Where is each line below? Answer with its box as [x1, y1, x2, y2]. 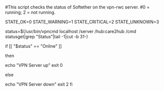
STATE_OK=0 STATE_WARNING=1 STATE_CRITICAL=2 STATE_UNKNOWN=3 [5, 19, 160, 25]
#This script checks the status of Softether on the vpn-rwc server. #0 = [5, 4, 150, 10]
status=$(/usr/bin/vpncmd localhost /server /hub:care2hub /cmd [5, 29, 137, 34]
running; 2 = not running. [5, 9, 55, 15]
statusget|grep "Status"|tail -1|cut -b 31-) [5, 34, 88, 39]
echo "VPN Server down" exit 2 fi [5, 81, 73, 87]
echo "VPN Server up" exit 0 [5, 62, 63, 68]
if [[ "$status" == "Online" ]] [5, 43, 62, 49]
